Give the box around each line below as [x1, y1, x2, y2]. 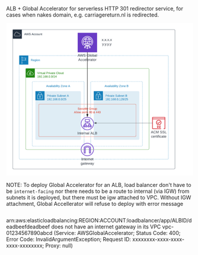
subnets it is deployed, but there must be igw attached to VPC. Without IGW [6, 193, 191, 201]
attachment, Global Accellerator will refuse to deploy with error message [6, 200, 184, 207]
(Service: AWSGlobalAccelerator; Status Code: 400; [53, 229, 181, 236]
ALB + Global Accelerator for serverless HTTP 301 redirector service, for [6, 5, 184, 12]
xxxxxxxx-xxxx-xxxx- [132, 235, 185, 243]
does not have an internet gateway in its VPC [51, 223, 161, 230]
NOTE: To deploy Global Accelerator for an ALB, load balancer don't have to [6, 181, 191, 188]
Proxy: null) [45, 242, 73, 249]
